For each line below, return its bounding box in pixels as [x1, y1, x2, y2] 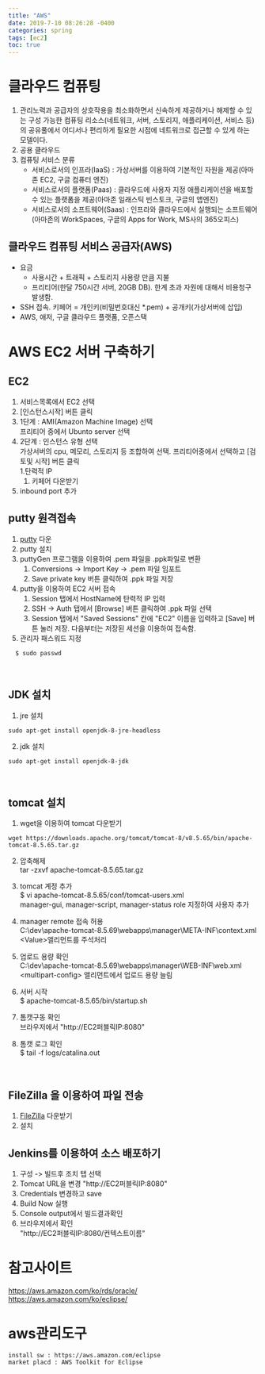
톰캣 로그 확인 [19, 1039, 62, 1049]
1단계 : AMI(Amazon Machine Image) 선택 [19, 416, 153, 426]
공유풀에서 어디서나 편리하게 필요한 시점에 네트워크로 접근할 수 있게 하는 [28, 125, 251, 135]
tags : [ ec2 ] [8, 33, 47, 42]
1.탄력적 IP [19, 466, 53, 476]
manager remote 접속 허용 [19, 917, 104, 927]
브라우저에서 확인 [19, 1219, 74, 1228]
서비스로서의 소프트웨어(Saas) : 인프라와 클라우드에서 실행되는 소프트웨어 [31, 205, 258, 214]
